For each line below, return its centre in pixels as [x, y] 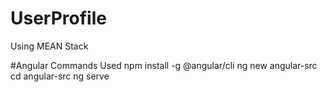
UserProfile [58, 18]
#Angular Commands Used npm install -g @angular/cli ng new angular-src [164, 65]
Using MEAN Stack [49, 46]
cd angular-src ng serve [60, 76]
